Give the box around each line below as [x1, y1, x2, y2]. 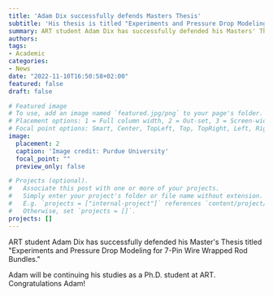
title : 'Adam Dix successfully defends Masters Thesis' [8, 11, 201, 20]
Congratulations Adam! [8, 278, 86, 288]
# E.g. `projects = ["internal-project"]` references [8, 199, 201, 208]
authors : [8, 34, 38, 43]
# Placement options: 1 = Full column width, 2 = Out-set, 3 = [8, 117, 227, 126]
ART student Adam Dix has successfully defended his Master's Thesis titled [8, 237, 262, 247]
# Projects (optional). [8, 177, 89, 185]
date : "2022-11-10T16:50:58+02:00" [8, 72, 129, 80]
